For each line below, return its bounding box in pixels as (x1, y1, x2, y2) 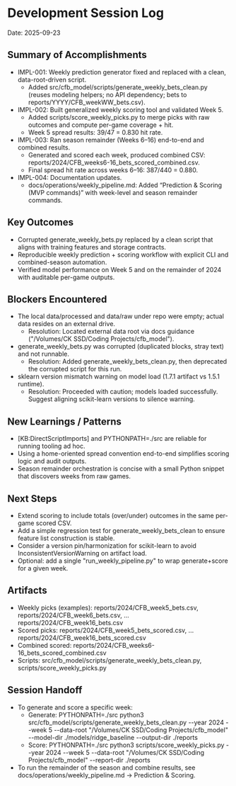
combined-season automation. (17, 257, 107, 266)
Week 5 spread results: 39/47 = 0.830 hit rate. (28, 128, 163, 136)
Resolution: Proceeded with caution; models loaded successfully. (28, 388, 218, 396)
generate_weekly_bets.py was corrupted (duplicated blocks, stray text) (17, 342, 225, 351)
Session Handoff (7, 684, 83, 696)
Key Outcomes (7, 216, 74, 228)
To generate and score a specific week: (17, 703, 133, 712)
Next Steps (7, 493, 57, 505)
